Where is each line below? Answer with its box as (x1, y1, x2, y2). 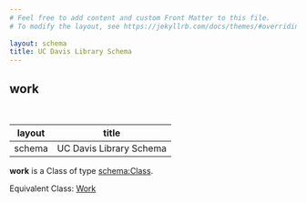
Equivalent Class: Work (9, 183, 97, 194)
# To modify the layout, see (9, 22, 120, 31)
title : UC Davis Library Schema (9, 47, 132, 56)
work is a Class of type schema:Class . (9, 165, 154, 176)
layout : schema (9, 38, 67, 48)
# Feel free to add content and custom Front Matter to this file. (9, 13, 271, 23)
